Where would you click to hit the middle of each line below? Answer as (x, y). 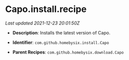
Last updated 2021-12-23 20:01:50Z (42, 23)
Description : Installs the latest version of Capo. (61, 32)
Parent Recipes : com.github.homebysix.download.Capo (68, 52)
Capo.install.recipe (46, 9)
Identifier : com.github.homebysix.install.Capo (61, 42)
